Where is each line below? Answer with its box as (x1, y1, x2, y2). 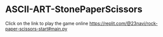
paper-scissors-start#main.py (5, 25, 68, 31)
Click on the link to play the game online (5, 20, 88, 26)
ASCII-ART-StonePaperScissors (5, 4, 143, 15)
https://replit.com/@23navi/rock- (89, 20, 158, 26)
